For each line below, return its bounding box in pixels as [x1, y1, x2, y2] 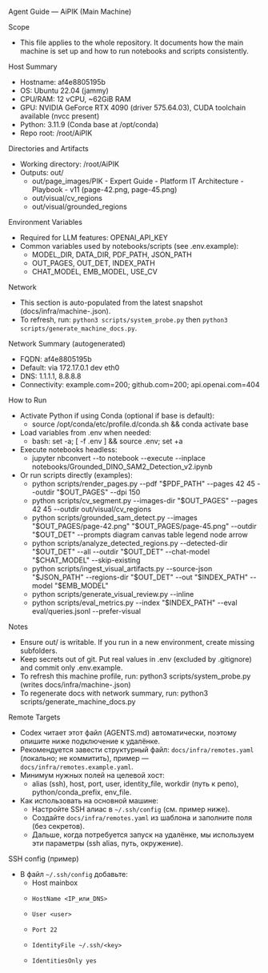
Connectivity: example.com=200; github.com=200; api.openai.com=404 [19, 380, 260, 389]
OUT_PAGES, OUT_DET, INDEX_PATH [31, 258, 156, 267]
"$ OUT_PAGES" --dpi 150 [56, 487, 141, 497]
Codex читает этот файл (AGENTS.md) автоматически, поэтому [19, 728, 238, 737]
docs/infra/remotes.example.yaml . [19, 762, 134, 771]
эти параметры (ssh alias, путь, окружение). [31, 839, 184, 847]
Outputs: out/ [19, 168, 64, 177]
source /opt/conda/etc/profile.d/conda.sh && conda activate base [31, 419, 249, 429]
